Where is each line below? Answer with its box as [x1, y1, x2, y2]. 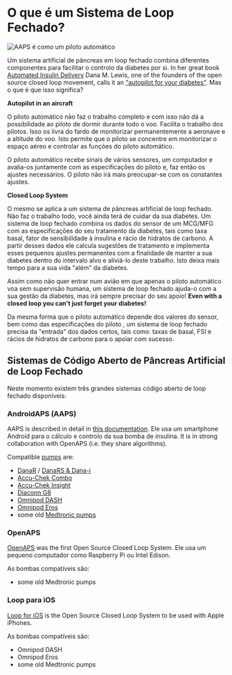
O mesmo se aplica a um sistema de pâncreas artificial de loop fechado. [7, 204, 213, 212]
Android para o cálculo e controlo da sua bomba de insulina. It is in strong [7, 432, 218, 440]
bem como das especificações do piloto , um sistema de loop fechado [7, 319, 208, 328]
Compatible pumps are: [7, 453, 74, 461]
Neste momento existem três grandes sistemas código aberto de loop [7, 384, 206, 392]
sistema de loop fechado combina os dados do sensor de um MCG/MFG [7, 219, 213, 227]
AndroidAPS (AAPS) [7, 408, 77, 418]
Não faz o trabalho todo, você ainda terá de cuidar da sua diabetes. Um [7, 212, 211, 220]
